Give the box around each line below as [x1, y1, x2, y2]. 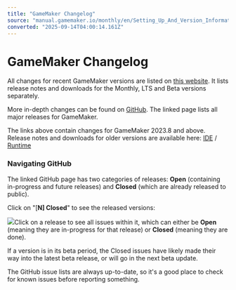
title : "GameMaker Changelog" [7, 10, 96, 18]
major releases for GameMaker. [7, 113, 98, 121]
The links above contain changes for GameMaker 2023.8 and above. [7, 126, 206, 135]
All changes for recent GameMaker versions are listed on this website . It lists [7, 77, 229, 85]
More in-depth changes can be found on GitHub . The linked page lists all [7, 105, 218, 114]
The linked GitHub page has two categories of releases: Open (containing [7, 175, 221, 183]
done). [7, 232, 27, 241]
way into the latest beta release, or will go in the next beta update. [7, 253, 198, 262]
